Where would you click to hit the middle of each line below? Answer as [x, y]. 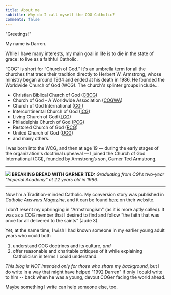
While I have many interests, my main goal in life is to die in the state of [80, 53]
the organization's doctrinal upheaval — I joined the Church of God [75, 154]
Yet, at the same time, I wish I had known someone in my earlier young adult [85, 230]
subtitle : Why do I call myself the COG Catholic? [60, 15]
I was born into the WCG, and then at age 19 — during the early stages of [82, 148]
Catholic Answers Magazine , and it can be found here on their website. [80, 200]
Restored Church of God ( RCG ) [45, 127]
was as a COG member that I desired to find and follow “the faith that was [82, 215]
